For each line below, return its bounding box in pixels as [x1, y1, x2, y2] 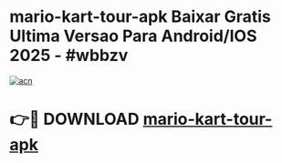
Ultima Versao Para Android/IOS [9, 25, 257, 46]
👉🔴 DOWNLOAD [9, 109, 140, 129]
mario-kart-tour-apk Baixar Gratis [9, 6, 272, 27]
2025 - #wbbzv [9, 46, 129, 66]
